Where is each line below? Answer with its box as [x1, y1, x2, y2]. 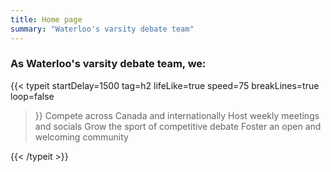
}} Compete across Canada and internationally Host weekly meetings [34, 109, 320, 121]
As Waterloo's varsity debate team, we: [10, 57, 207, 71]
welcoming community [34, 131, 129, 143]
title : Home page [10, 14, 83, 25]
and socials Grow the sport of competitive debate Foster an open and [34, 120, 322, 132]
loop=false [10, 90, 55, 102]
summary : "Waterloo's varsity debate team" [10, 24, 195, 34]
